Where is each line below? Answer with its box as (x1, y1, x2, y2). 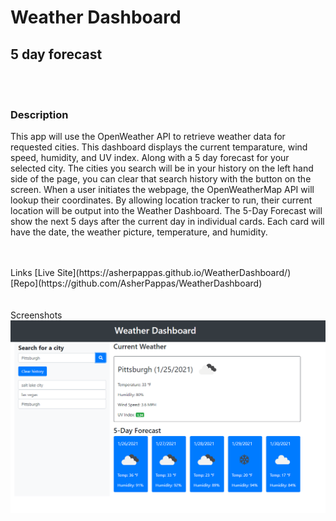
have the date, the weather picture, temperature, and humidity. (10, 226, 268, 238)
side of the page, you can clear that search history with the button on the (10, 173, 312, 185)
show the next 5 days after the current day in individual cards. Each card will (10, 216, 325, 228)
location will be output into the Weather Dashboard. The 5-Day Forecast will (10, 205, 323, 217)
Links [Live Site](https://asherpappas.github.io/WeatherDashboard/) (10, 267, 292, 279)
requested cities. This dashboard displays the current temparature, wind (10, 141, 308, 153)
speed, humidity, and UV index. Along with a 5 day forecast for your (10, 152, 290, 164)
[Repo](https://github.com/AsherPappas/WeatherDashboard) (10, 277, 263, 290)
